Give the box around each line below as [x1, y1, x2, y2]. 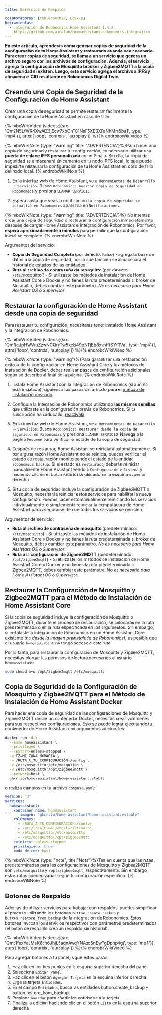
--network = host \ [9, 772, 44, 777]
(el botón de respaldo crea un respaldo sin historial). [5, 926, 109, 931]
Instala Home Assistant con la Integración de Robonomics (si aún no [12, 381, 148, 387]
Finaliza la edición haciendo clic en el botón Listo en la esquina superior [12, 1000, 157, 1006]
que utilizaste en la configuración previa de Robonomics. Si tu [12, 406, 135, 412]
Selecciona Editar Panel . [12, 969, 63, 975]
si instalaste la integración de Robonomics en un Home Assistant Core [5, 629, 145, 635]
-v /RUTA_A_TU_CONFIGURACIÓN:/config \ [9, 758, 90, 763]
